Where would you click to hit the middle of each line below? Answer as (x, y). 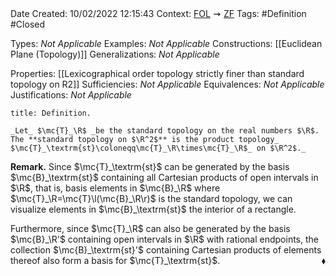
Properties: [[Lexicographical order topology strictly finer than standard (157, 73)
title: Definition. (51, 113)
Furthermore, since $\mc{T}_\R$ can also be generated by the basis (150, 228)
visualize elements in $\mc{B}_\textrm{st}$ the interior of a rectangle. (153, 209)
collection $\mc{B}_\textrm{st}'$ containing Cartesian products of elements (166, 250)
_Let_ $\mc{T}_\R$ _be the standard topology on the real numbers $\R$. (165, 131)
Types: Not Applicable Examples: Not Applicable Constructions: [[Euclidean (166, 43)
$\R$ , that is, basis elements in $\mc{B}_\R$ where (115, 188)
